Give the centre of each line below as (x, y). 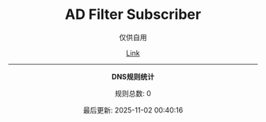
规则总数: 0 (133, 93)
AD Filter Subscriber (133, 15)
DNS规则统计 (133, 76)
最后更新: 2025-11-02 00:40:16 (133, 110)
